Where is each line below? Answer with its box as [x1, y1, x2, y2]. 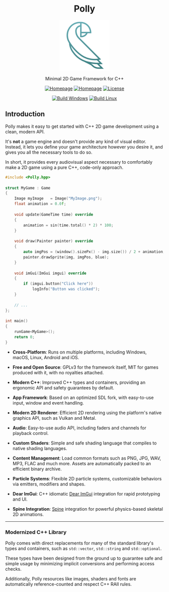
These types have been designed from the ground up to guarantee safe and [5, 555, 162, 561]
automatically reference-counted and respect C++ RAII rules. [5, 581, 132, 587]
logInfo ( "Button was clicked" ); [32, 286, 100, 292]
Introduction [5, 110, 45, 119]
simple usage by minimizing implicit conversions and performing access [5, 561, 155, 567]
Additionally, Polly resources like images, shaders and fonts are [5, 576, 137, 582]
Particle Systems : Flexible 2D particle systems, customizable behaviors [12, 475, 162, 481]
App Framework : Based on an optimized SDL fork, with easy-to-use [12, 394, 154, 401]
